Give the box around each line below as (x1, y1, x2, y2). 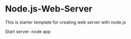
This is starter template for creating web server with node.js (5, 19, 126, 25)
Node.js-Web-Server (5, 3, 93, 14)
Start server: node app (5, 28, 51, 34)
